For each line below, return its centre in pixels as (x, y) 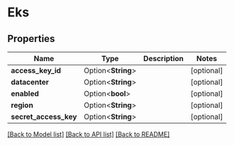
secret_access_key (44, 117)
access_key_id (36, 70)
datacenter (30, 82)
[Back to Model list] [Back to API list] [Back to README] (89, 134)
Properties (31, 39)
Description (163, 59)
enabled (25, 93)
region (22, 105)
